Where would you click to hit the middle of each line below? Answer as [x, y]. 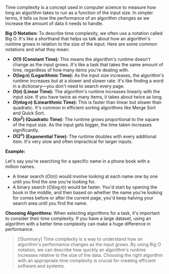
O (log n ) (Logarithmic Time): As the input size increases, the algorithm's [88, 75]
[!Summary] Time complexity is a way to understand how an [80, 239]
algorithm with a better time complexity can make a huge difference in [78, 224]
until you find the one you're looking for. [54, 182]
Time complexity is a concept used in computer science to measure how [81, 7]
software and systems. [41, 266]
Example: [15, 151]
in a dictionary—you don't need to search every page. [69, 86]
